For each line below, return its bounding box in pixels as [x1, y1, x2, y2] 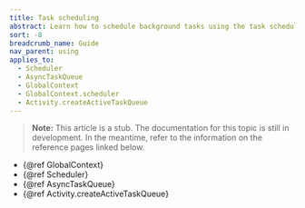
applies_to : [9, 55, 54, 64]
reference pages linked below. [31, 142, 145, 153]
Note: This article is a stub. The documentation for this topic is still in [31, 123, 290, 134]
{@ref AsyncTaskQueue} [22, 179, 116, 190]
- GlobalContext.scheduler [17, 89, 120, 98]
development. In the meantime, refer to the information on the [31, 133, 263, 144]
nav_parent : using [9, 47, 79, 56]
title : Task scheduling [9, 13, 100, 23]
